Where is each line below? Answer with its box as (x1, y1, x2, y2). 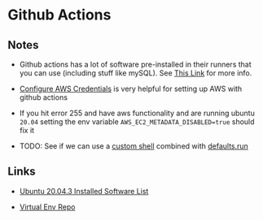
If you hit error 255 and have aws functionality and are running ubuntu (19, 108, 256, 118)
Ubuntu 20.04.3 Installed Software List (19, 186, 149, 196)
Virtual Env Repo (19, 201, 76, 212)
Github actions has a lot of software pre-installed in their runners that (19, 59, 252, 69)
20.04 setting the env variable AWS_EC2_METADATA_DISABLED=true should (19, 117, 255, 127)
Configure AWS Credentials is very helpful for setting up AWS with (19, 84, 243, 93)
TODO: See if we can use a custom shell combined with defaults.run (19, 141, 249, 151)
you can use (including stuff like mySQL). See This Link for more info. (19, 68, 252, 78)
